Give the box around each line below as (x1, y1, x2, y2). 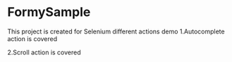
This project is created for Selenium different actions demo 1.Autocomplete (7, 27, 225, 36)
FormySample (7, 4, 91, 20)
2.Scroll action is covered (7, 48, 81, 56)
